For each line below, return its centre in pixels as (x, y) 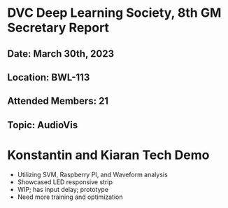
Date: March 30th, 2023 (60, 54)
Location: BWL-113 (49, 77)
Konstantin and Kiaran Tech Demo (108, 155)
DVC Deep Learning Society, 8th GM (114, 13)
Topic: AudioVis (43, 125)
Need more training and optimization (70, 197)
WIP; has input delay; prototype (63, 189)
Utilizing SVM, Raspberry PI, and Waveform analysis (92, 174)
